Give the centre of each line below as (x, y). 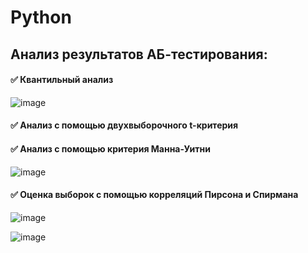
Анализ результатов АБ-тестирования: (139, 54)
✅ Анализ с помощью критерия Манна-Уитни (110, 148)
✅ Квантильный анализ (62, 80)
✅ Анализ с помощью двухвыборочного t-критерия (124, 125)
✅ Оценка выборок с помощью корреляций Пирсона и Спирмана (154, 195)
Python (41, 17)
